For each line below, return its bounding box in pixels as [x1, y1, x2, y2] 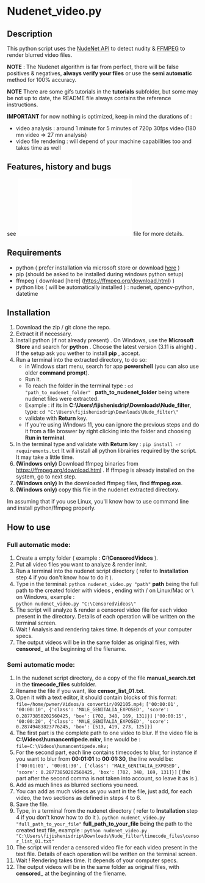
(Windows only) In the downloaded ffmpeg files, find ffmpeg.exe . [15, 480, 183, 487]
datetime [15, 290, 38, 297]
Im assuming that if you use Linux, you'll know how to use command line [7, 498, 189, 505]
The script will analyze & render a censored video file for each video [15, 606, 188, 614]
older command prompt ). [24, 369, 90, 376]
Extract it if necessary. [15, 330, 73, 337]
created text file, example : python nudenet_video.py [15, 827, 148, 834]
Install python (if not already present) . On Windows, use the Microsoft [15, 337, 194, 344]
